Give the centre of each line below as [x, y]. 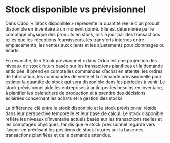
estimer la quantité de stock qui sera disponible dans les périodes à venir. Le [85, 82]
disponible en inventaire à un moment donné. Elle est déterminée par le [80, 28]
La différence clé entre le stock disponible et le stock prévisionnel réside [81, 108]
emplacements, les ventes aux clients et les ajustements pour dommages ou [85, 45]
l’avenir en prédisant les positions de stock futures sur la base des [74, 130]
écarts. [13, 50]
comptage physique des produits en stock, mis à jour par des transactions [83, 34]
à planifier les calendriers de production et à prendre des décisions [75, 93]
